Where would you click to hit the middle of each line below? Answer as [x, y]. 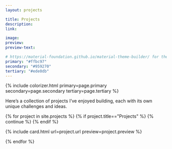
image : [12, 38]
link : [11, 29]
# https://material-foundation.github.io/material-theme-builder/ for [82, 57]
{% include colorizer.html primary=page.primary [56, 86]
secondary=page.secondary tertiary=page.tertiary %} [62, 91]
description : [19, 24]
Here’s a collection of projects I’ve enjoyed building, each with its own [79, 101]
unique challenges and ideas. [36, 107]
